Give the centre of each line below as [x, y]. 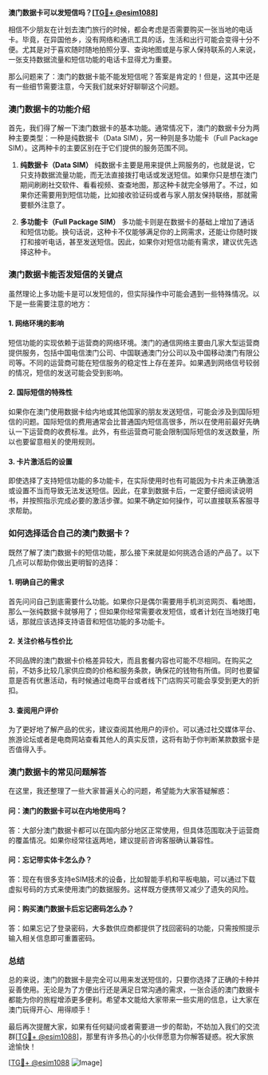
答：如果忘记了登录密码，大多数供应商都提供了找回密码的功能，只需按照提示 [134, 928]
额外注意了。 [48, 205]
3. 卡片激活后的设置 [41, 461]
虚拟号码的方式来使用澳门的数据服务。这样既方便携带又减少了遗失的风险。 [130, 889]
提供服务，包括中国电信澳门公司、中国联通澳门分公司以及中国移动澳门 [124, 352]
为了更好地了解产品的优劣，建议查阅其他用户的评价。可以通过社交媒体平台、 [134, 730]
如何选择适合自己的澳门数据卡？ [70, 533]
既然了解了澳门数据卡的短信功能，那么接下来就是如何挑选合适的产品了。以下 [134, 552]
